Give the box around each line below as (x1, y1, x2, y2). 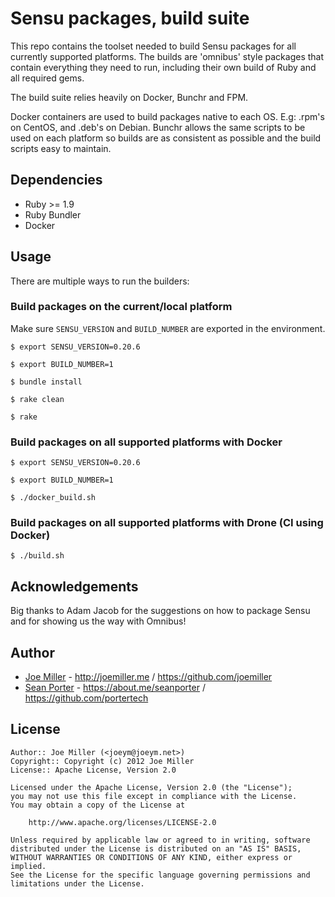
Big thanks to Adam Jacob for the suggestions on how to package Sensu (10, 605, 311, 617)
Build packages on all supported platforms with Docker (10, 435, 283, 449)
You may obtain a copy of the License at (10, 800, 186, 810)
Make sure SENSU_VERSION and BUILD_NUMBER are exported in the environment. (10, 322, 326, 334)
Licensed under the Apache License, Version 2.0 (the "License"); (10, 782, 293, 792)
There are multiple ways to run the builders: (10, 275, 190, 287)
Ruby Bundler (24, 208, 82, 221)
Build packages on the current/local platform (10, 300, 233, 314)
